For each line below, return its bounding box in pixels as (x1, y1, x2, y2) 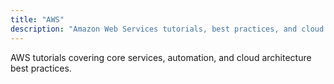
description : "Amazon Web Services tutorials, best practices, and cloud (10, 24, 325, 34)
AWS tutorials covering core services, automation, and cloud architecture (10, 51, 312, 63)
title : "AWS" (10, 14, 65, 25)
